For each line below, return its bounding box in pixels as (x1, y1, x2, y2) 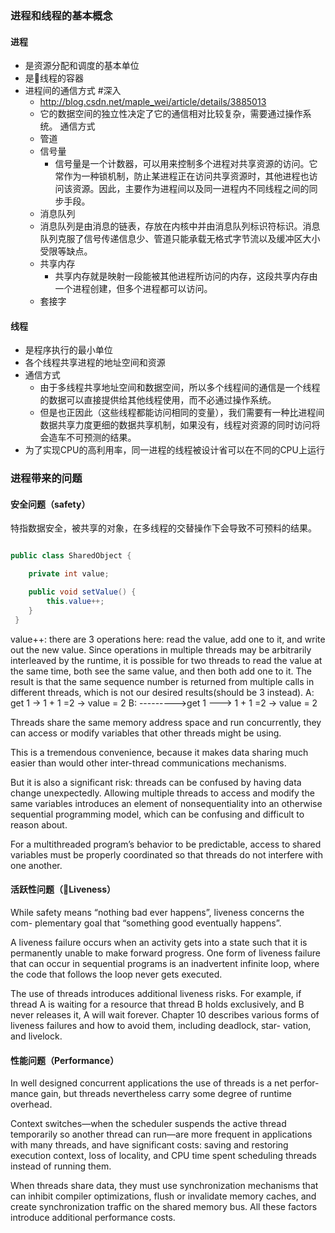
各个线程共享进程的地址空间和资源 (24, 357, 166, 369)
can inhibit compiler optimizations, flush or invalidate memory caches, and (10, 1190, 317, 1202)
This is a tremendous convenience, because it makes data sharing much (10, 746, 309, 758)
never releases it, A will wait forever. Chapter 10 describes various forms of (10, 1008, 320, 1021)
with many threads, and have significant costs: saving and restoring (10, 1139, 289, 1151)
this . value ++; (46, 597, 105, 607)
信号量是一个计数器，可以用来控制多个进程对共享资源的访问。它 (54, 158, 318, 170)
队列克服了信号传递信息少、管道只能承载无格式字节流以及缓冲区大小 (39, 233, 321, 245)
